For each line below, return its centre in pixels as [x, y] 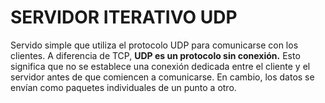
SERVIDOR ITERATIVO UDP [124, 17]
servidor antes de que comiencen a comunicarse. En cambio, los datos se [162, 77]
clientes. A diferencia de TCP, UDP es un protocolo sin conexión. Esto [155, 55]
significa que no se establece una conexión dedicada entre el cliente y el [160, 66]
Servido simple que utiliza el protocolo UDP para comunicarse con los [154, 45]
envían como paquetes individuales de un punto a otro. [123, 87]
